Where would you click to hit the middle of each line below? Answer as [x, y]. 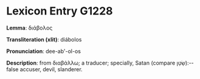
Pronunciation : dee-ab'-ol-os [43, 51]
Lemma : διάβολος [29, 28]
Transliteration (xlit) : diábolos [44, 39]
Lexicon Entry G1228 [60, 11]
